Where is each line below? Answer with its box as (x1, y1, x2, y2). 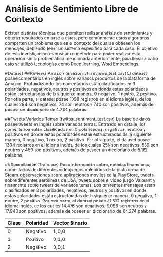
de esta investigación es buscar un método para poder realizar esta (5, 50, 141, 56)
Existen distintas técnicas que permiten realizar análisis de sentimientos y (5, 30, 153, 36)
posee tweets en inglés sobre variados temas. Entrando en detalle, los (5, 121, 146, 127)
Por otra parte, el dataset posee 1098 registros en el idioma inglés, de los (5, 96, 152, 102)
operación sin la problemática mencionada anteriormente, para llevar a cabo (5, 55, 158, 61)
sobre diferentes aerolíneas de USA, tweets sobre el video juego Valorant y (5, 177, 156, 183)
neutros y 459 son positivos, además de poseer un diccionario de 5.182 (5, 147, 148, 153)
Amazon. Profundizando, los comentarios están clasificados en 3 (5, 80, 136, 86)
